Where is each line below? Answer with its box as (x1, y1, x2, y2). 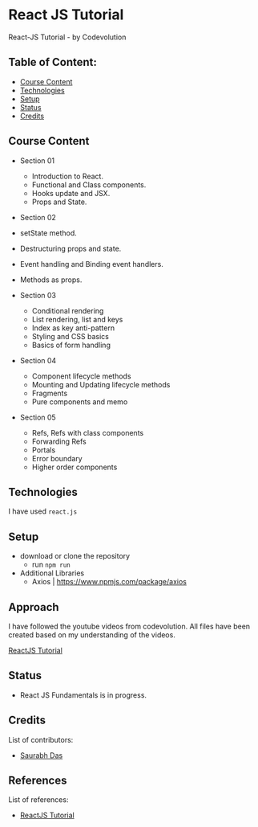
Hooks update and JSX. (31, 188, 111, 198)
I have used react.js (8, 506, 78, 516)
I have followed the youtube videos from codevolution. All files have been (8, 621, 251, 631)
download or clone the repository (19, 551, 131, 561)
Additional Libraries (19, 568, 85, 578)
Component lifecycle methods (31, 371, 131, 381)
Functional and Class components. (31, 179, 147, 190)
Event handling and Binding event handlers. (19, 259, 164, 268)
